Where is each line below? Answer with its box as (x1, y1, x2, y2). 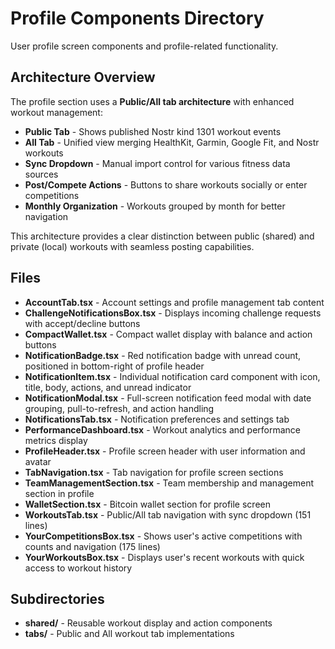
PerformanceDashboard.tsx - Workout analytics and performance (24, 423, 301, 436)
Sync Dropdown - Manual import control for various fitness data (24, 157, 291, 169)
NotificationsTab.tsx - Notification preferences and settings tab (24, 413, 290, 425)
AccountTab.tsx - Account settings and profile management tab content (24, 296, 325, 308)
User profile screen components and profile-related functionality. (10, 40, 279, 52)
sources (24, 168, 59, 180)
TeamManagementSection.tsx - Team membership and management (24, 477, 315, 489)
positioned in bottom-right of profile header (24, 360, 205, 372)
